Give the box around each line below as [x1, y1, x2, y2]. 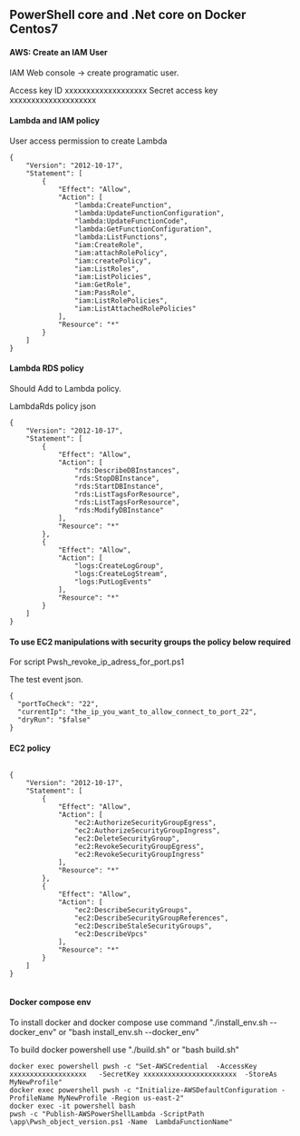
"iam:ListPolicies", [73, 272, 152, 281]
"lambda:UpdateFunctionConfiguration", [73, 208, 225, 217]
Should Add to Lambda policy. [9, 384, 122, 394]
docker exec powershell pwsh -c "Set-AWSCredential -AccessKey [9, 1061, 257, 1071]
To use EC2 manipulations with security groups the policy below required [9, 636, 292, 647]
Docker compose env [9, 997, 92, 1007]
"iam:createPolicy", [73, 256, 152, 265]
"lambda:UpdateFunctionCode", [73, 216, 189, 225]
